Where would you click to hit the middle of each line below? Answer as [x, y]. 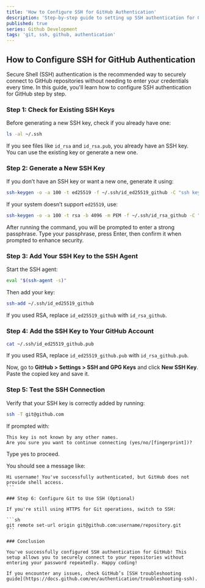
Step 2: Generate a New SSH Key [56, 168]
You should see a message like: [46, 466]
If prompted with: [28, 426]
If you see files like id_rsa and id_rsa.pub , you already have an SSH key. [98, 146]
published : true [27, 23]
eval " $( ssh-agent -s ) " [37, 281]
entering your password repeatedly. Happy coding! [72, 563]
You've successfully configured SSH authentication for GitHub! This [97, 552]
